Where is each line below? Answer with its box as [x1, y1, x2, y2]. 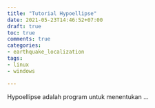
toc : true [7, 29, 36, 36]
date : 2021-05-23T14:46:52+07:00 [7, 17, 103, 23]
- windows [7, 67, 36, 74]
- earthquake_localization [7, 49, 85, 56]
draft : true [7, 23, 41, 30]
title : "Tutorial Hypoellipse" [7, 10, 97, 17]
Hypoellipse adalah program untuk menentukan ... [7, 92, 149, 100]
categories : [7, 42, 41, 49]
